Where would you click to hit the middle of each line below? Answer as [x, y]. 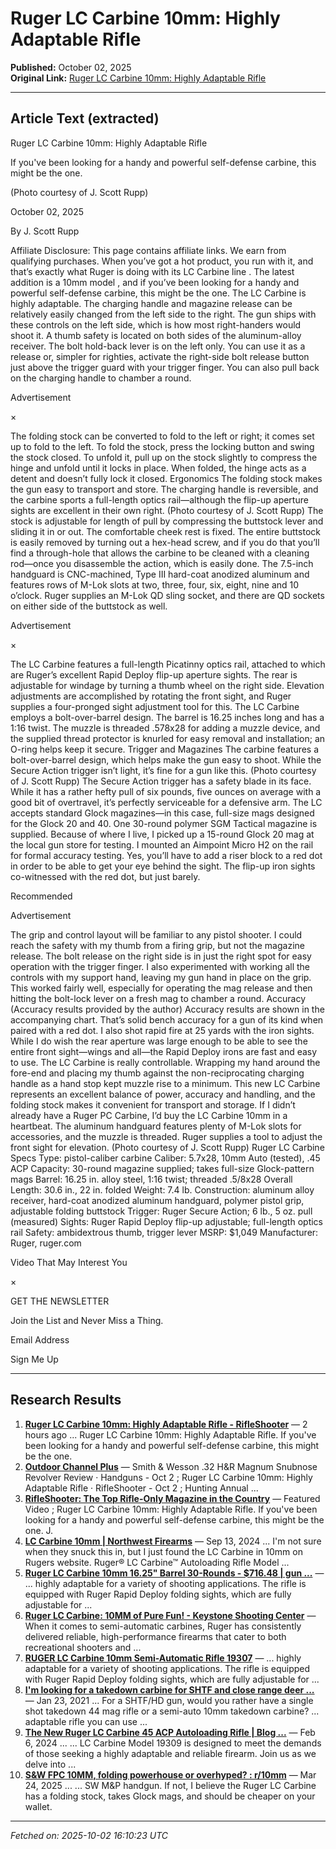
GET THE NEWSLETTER [60, 1301]
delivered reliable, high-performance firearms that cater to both [155, 1636]
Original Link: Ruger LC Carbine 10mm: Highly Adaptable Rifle [138, 78]
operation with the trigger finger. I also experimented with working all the [160, 966]
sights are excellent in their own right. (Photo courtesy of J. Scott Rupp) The [167, 510]
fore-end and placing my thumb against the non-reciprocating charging [157, 1073]
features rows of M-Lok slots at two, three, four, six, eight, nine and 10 [155, 584]
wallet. [38, 1806]
